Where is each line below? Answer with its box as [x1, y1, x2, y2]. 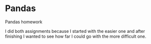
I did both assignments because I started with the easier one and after [5, 28, 145, 34]
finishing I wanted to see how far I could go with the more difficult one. [5, 33, 147, 39]
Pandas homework [5, 19, 43, 25]
